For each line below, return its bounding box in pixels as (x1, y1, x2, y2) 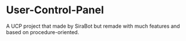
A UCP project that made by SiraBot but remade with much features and (6, 23, 180, 29)
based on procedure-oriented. (6, 28, 79, 35)
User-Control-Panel (6, 3, 104, 17)
